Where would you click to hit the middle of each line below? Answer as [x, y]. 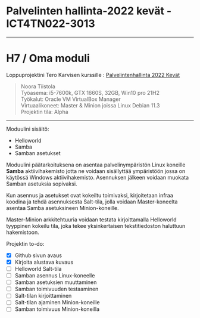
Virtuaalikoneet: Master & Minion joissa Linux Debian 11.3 [90, 105]
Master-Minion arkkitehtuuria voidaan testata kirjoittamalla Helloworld [91, 220]
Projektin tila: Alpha [44, 112]
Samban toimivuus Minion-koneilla [57, 309]
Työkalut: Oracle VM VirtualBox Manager [71, 99]
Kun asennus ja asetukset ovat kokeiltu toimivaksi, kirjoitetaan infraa [90, 195]
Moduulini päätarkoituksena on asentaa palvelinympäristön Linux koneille [96, 165]
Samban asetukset [37, 153]
